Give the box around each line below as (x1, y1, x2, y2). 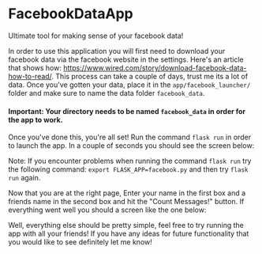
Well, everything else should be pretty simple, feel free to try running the (8, 221, 245, 230)
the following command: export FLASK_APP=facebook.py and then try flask (8, 165, 249, 174)
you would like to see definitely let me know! (8, 237, 152, 247)
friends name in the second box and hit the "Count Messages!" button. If (8, 197, 245, 207)
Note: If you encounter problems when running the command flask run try (8, 156, 252, 166)
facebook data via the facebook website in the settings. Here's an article (8, 55, 244, 64)
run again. (8, 173, 41, 183)
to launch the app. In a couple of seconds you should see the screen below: (8, 141, 255, 150)
